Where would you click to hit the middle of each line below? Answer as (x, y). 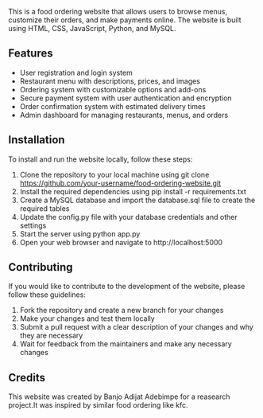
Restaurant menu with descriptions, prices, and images (110, 81)
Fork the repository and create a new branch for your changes (122, 311)
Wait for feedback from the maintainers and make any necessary (126, 344)
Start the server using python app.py (80, 233)
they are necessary (51, 336)
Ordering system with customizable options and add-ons (113, 89)
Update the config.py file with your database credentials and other (128, 217)
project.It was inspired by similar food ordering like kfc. (98, 405)
